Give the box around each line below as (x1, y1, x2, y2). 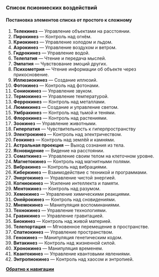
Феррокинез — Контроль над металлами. (13, 99, 106, 105)
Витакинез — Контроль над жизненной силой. (13, 240, 116, 246)
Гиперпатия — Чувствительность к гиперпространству (13, 126, 136, 132)
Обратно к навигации (6, 266, 54, 272)
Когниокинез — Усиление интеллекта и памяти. (13, 180, 120, 187)
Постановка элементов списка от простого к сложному (6, 17, 132, 23)
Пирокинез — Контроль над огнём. (13, 34, 92, 40)
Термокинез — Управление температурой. (13, 94, 109, 100)
